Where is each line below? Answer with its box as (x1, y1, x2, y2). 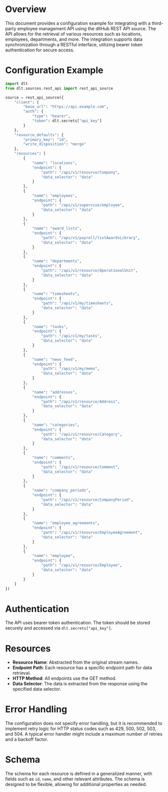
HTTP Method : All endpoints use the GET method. (12, 675, 117, 681)
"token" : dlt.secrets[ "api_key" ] (32, 118, 102, 123)
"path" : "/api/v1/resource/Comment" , (41, 464, 120, 469)
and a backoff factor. (5, 736, 49, 743)
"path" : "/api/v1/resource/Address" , (41, 399, 120, 404)
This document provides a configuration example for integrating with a (5, 20, 151, 26)
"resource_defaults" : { (14, 132, 64, 137)
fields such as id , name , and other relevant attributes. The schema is (5, 776, 145, 782)
